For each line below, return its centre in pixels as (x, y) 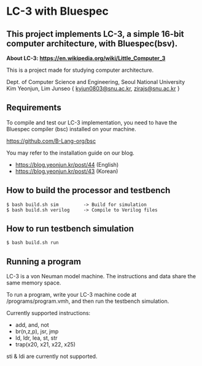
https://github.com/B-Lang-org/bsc (51, 141)
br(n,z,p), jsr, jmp (37, 332)
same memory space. (34, 283)
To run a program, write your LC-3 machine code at (72, 295)
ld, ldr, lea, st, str (36, 338)
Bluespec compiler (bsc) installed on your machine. (71, 129)
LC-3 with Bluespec (57, 11)
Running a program (44, 261)
